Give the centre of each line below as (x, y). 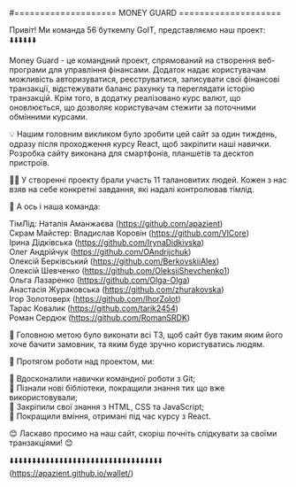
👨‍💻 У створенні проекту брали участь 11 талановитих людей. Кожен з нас (148, 180)
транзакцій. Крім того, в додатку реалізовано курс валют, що (125, 98)
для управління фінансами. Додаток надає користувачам (157, 70)
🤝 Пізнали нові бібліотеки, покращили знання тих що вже (117, 388)
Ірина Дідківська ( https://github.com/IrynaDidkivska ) (107, 242)
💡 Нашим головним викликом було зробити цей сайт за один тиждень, (143, 134)
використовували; (43, 397)
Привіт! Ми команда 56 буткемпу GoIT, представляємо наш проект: (137, 30)
